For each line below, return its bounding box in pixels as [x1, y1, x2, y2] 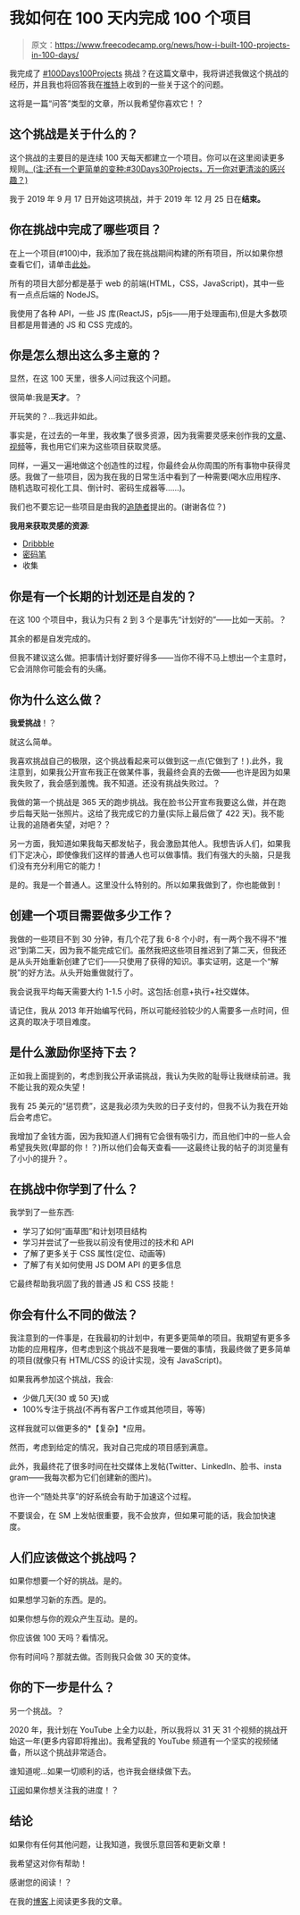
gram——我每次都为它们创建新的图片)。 [9, 1472, 157, 1483]
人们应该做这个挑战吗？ [9, 1550, 138, 1565]
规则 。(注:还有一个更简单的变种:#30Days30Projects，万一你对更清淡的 [9, 163, 270, 174]
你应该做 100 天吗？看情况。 [9, 1633, 113, 1643]
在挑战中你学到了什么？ [9, 1181, 138, 1197]
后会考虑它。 [9, 1112, 56, 1122]
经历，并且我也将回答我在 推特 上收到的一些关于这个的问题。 [9, 79, 229, 89]
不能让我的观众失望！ [9, 1081, 87, 1092]
